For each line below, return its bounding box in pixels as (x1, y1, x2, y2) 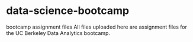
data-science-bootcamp (6, 4, 129, 17)
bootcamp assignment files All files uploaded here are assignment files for (6, 23, 188, 30)
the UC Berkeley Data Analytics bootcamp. (6, 29, 111, 36)
